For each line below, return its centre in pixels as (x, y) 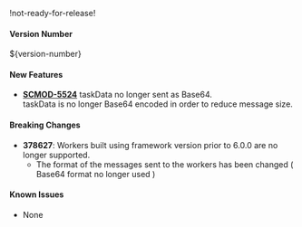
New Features (36, 74)
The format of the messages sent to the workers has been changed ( (165, 164)
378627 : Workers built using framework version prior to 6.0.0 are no (150, 145)
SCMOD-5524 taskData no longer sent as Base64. (117, 95)
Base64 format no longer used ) (96, 174)
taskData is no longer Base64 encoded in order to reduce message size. (157, 104)
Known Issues (37, 194)
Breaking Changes (45, 125)
